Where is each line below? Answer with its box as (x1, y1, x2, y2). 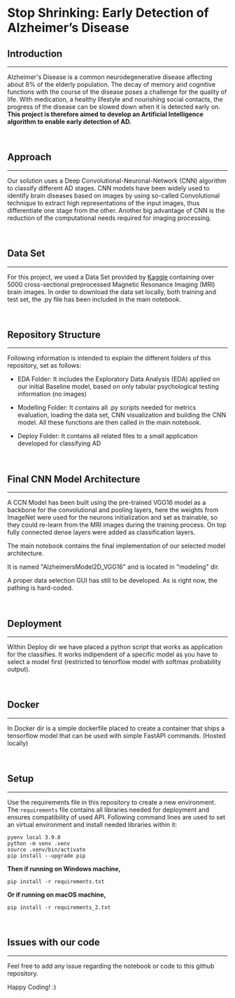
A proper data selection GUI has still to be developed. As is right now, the (7, 576, 218, 585)
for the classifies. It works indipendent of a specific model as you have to (7, 650, 218, 659)
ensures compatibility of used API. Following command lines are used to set (7, 812, 226, 821)
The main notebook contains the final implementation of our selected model (7, 541, 226, 550)
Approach (7, 151, 52, 163)
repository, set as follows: (7, 361, 82, 370)
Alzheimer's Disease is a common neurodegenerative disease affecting (7, 73, 213, 81)
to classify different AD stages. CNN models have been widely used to (7, 183, 210, 192)
